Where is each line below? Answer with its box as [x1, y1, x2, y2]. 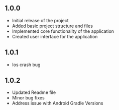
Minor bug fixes [12, 95, 45, 101]
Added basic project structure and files [12, 23, 93, 29]
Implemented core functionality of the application [12, 28, 114, 34]
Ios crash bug [12, 62, 41, 68]
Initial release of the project [12, 17, 69, 23]
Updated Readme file [12, 89, 56, 95]
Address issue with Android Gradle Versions [12, 100, 103, 106]
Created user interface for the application [12, 33, 98, 39]
